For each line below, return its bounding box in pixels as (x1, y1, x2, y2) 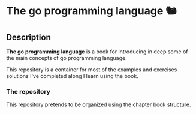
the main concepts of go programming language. (6, 55, 127, 61)
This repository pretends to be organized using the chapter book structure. (6, 101, 191, 108)
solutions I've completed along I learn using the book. (6, 73, 139, 79)
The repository (6, 87, 51, 95)
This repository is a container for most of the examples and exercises (6, 66, 177, 73)
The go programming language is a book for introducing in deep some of (6, 48, 188, 55)
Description (6, 32, 51, 42)
